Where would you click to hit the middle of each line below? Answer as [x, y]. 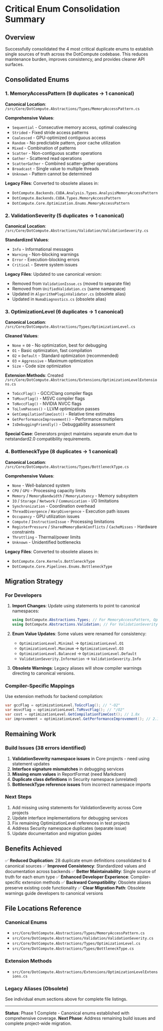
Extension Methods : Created [34, 375]
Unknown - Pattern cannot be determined [52, 174]
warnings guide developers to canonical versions [54, 893]
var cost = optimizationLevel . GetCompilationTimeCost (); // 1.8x [72, 714]
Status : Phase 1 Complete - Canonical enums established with [67, 1013]
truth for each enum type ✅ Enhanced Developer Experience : [67, 877]
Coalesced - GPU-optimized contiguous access [59, 138]
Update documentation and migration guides [57, 833]
